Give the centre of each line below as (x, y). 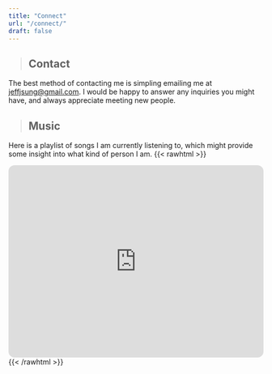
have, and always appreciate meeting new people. (92, 100)
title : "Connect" (38, 16)
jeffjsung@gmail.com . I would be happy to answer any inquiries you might (132, 92)
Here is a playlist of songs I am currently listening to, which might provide (131, 145)
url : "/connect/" (38, 23)
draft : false (30, 31)
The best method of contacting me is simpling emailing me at (110, 83)
